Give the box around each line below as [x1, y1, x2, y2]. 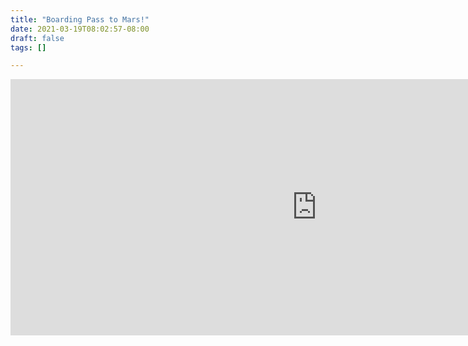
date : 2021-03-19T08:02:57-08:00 [10, 24, 150, 34]
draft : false [10, 33, 65, 43]
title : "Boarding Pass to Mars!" [10, 14, 150, 25]
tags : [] [10, 42, 47, 53]
